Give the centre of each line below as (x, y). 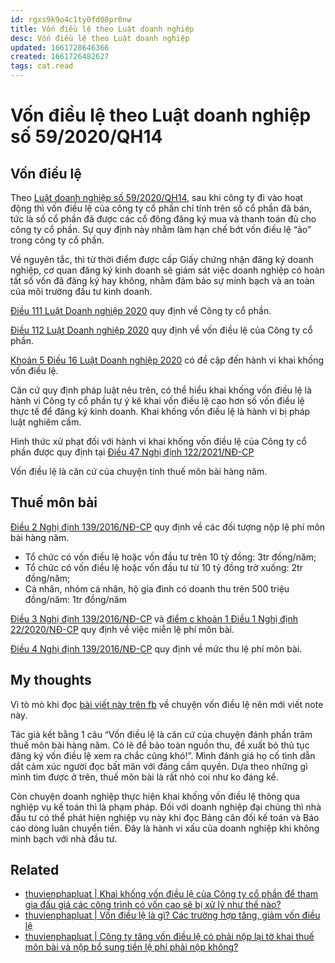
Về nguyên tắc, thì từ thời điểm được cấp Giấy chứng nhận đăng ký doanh (162, 259)
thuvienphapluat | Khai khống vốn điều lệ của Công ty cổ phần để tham (171, 894)
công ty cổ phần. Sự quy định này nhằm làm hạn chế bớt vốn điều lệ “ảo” (161, 229)
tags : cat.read (42, 66)
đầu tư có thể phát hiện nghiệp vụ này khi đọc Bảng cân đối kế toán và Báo (165, 817)
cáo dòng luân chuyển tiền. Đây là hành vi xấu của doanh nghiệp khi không (165, 828)
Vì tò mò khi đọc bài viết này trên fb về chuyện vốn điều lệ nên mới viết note (167, 704)
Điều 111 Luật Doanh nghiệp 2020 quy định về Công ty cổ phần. (141, 310)
